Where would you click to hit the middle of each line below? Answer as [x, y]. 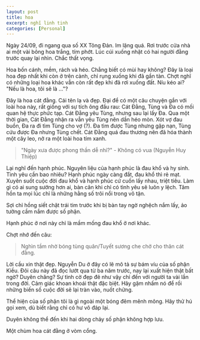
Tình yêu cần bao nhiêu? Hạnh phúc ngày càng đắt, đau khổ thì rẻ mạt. [94, 175]
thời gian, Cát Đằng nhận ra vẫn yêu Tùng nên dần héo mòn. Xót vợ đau [94, 120]
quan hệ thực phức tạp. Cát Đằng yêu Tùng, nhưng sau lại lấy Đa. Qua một [98, 113]
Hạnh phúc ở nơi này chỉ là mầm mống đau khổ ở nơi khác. [78, 223]
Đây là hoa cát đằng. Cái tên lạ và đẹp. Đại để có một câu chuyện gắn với [97, 101]
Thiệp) [29, 157]
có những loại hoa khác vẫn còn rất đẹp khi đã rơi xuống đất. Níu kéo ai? [96, 83]
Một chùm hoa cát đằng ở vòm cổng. [52, 331]
